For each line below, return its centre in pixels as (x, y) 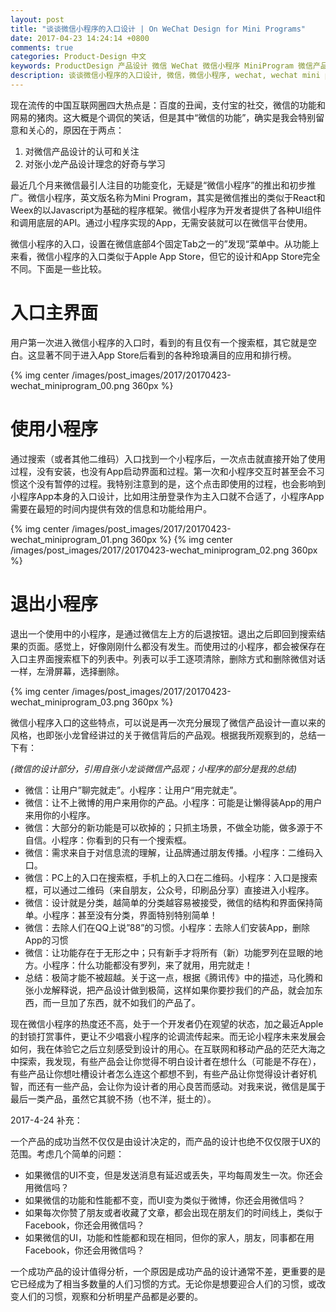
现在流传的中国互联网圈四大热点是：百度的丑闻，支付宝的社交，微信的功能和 (168, 105)
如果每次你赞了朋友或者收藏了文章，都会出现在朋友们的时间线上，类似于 (173, 1212)
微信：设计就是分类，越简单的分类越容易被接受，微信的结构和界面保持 (169, 902)
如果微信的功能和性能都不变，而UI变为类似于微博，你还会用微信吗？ (165, 1200)
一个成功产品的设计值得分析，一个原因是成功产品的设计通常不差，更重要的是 (168, 1271)
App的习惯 (46, 940)
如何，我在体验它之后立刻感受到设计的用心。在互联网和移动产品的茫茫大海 (163, 1048)
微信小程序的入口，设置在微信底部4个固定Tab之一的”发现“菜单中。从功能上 (165, 243)
